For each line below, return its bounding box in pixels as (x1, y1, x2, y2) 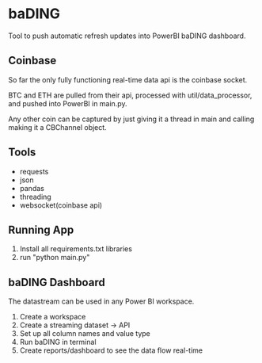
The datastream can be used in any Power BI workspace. (8, 296, 195, 306)
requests (19, 166, 49, 176)
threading (19, 192, 51, 201)
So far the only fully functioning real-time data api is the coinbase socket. (8, 75, 248, 84)
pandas (19, 183, 45, 193)
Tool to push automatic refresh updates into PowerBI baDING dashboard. (8, 31, 246, 40)
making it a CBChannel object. (8, 122, 107, 132)
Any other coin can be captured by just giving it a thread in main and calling (8, 114, 255, 124)
